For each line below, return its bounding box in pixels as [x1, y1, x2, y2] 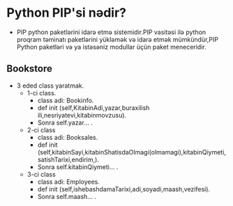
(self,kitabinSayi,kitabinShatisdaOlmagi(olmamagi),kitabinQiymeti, [37, 148, 226, 156]
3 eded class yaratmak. [16, 81, 84, 90]
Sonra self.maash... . [37, 192, 97, 200]
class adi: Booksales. [37, 133, 98, 141]
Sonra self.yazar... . [37, 118, 93, 127]
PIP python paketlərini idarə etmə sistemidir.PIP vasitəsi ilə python [16, 28, 206, 36]
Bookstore [6, 63, 53, 74]
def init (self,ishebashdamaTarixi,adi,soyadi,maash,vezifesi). [37, 184, 211, 193]
